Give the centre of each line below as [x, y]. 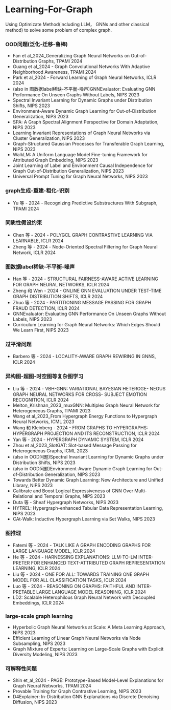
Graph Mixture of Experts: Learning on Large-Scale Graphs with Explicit [88, 649]
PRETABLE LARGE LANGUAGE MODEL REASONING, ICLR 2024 [79, 592]
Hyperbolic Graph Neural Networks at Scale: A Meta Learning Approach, [89, 627]
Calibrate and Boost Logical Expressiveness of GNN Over [73, 491]
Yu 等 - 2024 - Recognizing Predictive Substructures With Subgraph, [85, 203]
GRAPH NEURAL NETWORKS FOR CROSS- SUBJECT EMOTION [80, 394]
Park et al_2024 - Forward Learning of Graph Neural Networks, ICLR [84, 77]
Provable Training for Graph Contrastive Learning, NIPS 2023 [77, 691]
